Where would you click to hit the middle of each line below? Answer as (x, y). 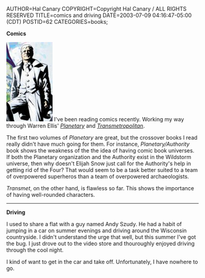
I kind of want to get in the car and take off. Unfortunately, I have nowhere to (102, 262)
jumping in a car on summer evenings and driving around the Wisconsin (97, 230)
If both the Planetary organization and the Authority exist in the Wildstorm (99, 157)
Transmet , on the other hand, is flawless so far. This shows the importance (100, 188)
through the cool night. (35, 250)
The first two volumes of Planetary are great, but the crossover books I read (102, 137)
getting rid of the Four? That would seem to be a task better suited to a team (102, 170)
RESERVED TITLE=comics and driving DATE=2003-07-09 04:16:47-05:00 (99, 15)
